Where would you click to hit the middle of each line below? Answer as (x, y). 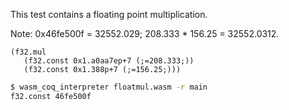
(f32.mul (28, 52)
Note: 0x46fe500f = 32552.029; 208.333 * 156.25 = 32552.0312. (145, 33)
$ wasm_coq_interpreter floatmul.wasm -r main (109, 87)
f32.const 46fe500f (51, 96)
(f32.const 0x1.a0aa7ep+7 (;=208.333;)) (109, 61)
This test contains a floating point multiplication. (109, 14)
